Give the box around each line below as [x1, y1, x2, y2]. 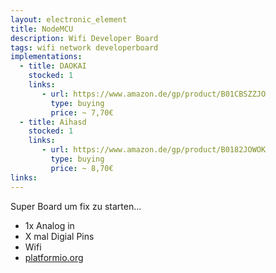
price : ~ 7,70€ [50, 107, 114, 118]
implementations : [10, 52, 83, 62]
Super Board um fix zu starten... [10, 200, 142, 212]
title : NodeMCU [10, 24, 74, 34]
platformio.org [24, 251, 84, 263]
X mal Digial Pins [24, 230, 95, 242]
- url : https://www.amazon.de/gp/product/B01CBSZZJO [41, 89, 267, 99]
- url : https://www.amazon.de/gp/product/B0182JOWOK [41, 145, 267, 155]
